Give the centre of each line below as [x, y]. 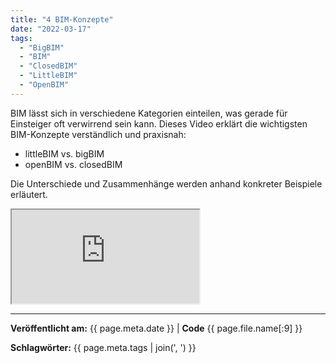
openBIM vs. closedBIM [73, 164]
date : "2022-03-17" [51, 29]
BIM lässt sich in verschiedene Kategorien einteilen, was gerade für [149, 113]
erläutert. [29, 194]
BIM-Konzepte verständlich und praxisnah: [98, 134]
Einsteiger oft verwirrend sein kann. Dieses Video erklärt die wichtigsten [159, 123]
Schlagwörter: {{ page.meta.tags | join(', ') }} [103, 347]
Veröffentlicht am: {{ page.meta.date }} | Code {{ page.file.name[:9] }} [156, 328]
